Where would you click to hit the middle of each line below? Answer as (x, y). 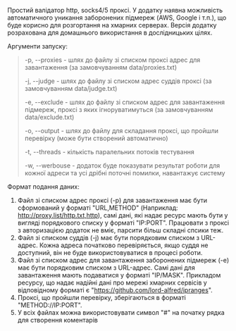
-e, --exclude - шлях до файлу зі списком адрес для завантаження (125, 102)
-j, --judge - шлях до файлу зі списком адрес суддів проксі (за (118, 81)
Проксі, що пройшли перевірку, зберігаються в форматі (102, 298)
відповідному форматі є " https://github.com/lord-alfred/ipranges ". (115, 290)
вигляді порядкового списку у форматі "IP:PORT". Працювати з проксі (123, 223)
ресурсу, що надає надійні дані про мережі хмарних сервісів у (112, 282)
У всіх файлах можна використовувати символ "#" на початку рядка (121, 312)
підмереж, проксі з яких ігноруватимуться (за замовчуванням (119, 110)
